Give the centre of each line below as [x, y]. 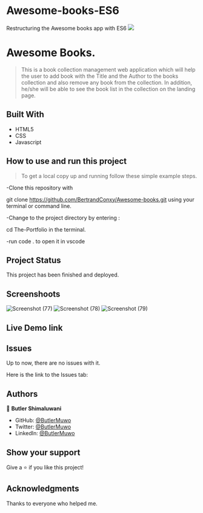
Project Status [34, 260]
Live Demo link [35, 328]
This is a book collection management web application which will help [108, 69]
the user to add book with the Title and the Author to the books [100, 76]
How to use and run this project [67, 161]
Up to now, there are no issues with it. [53, 363]
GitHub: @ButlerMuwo [43, 421]
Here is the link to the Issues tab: [47, 375]
